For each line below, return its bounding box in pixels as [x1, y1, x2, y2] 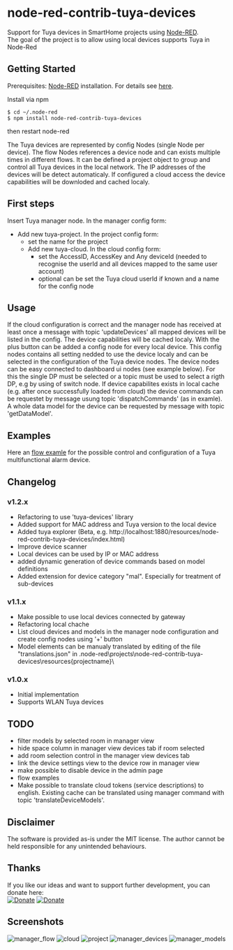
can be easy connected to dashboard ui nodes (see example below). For [7, 365, 216, 373]
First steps [7, 198, 54, 210]
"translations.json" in [17, 650, 78, 658]
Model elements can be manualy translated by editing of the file [17, 642, 201, 651]
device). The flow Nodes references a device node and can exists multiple [7, 148, 221, 156]
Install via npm [7, 95, 49, 103]
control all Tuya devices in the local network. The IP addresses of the [7, 163, 206, 171]
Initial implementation [17, 690, 80, 699]
